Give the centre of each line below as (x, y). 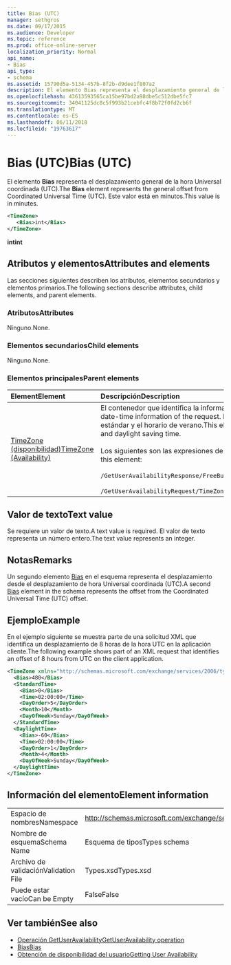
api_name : (21, 58)
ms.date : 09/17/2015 (37, 26)
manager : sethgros (33, 20)
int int (15, 242)
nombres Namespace (44, 822)
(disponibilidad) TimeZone (52, 449)
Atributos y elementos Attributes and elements (109, 264)
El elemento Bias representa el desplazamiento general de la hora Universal (114, 182)
